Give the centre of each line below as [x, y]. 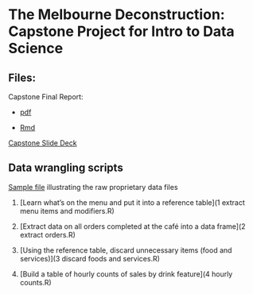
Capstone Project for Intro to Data [121, 31]
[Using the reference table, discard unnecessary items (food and [126, 250]
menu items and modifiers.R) [67, 211]
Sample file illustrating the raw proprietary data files [93, 187]
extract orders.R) [47, 234]
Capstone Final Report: [46, 97]
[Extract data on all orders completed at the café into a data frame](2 [132, 226]
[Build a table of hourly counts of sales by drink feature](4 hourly [126, 274]
